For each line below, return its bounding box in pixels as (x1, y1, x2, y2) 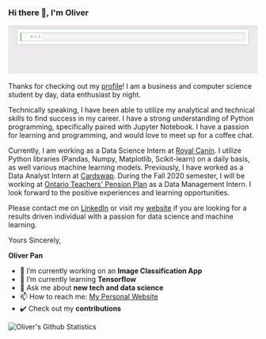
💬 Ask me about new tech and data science (19, 283, 164, 292)
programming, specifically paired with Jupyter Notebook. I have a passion (8, 122, 249, 131)
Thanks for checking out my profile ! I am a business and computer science (8, 82, 252, 91)
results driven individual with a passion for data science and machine (8, 211, 234, 221)
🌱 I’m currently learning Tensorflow (19, 275, 137, 284)
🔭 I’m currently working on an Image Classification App (19, 266, 203, 276)
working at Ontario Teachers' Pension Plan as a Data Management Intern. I (8, 180, 252, 189)
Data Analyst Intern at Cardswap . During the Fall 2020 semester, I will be (8, 171, 245, 181)
